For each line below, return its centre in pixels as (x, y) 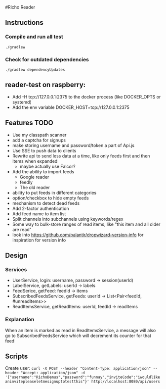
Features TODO (29, 123)
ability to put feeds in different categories (54, 193)
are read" (22, 229)
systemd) (22, 102)
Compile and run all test (34, 37)
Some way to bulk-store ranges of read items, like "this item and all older (86, 224)
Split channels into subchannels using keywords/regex (68, 219)
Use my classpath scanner (39, 135)
